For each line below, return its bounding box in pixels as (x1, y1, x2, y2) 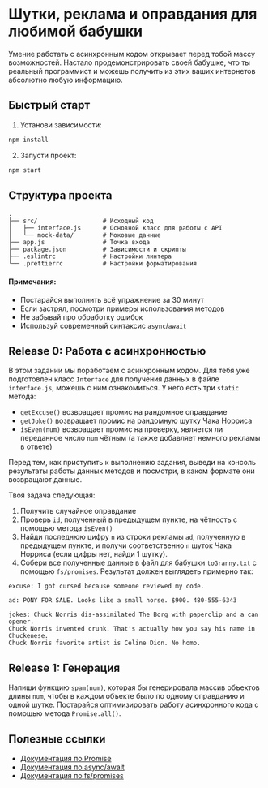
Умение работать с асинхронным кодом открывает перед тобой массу (8, 49, 256, 58)
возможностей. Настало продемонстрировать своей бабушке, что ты (8, 58, 251, 67)
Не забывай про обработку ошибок (19, 312, 143, 321)
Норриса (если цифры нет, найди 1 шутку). (19, 549, 168, 559)
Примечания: (8, 277, 57, 286)
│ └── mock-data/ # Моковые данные (8, 231, 161, 239)
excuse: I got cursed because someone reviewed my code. (8, 582, 205, 591)
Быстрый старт (8, 98, 91, 112)
